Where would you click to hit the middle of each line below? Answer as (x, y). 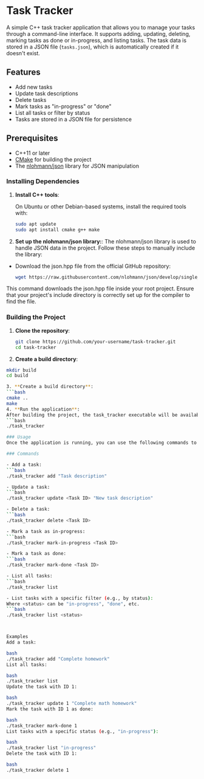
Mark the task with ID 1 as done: (50, 709)
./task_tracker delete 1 (38, 770)
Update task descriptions (46, 93)
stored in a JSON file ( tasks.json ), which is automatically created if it (93, 47)
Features (23, 73)
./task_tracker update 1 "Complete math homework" (72, 704)
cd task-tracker (36, 347)
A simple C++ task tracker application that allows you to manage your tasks (101, 27)
